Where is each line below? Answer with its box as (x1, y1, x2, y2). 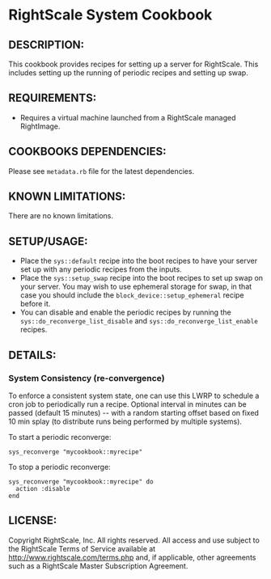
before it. (19, 299, 51, 309)
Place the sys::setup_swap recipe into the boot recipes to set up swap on (19, 273, 264, 283)
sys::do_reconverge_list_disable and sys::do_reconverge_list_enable (19, 316, 259, 326)
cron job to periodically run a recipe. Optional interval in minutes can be (8, 399, 247, 409)
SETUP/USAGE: (8, 235, 88, 248)
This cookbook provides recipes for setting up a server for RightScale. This (8, 59, 259, 69)
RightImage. (19, 121, 61, 131)
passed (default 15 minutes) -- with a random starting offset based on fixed (8, 408, 259, 417)
